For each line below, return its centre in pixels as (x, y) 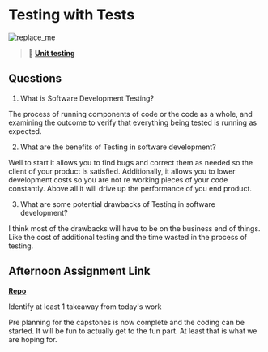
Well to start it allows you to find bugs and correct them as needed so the (131, 162)
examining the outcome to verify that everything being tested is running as (133, 122)
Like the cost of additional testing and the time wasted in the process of (128, 237)
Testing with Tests (72, 15)
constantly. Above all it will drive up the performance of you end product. (130, 188)
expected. (25, 131)
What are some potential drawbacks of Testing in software (118, 204)
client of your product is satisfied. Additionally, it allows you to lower (122, 171)
